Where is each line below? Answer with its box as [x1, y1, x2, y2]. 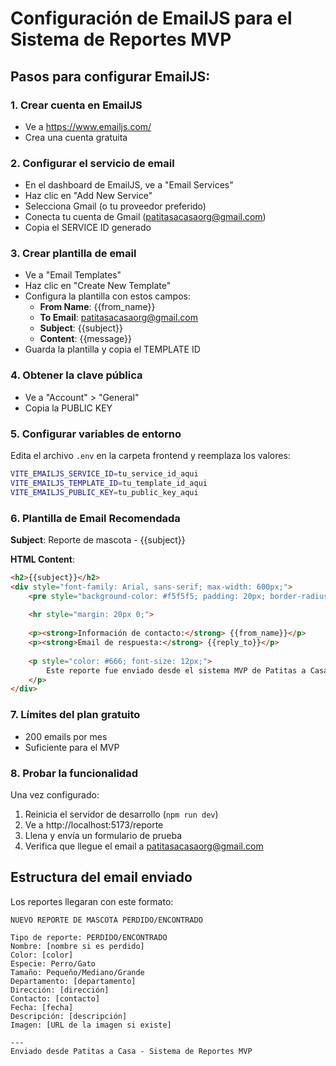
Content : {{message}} [39, 333, 132, 345]
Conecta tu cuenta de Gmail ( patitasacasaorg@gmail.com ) [24, 211, 267, 223]
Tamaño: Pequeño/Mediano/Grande [10, 967, 145, 977]
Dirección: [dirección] [10, 985, 110, 995]
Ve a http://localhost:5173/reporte [24, 818, 164, 831]
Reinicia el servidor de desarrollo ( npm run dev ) [24, 808, 219, 820]
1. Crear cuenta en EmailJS [10, 98, 143, 112]
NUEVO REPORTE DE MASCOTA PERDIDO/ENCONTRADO [10, 915, 203, 925]
